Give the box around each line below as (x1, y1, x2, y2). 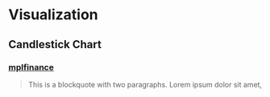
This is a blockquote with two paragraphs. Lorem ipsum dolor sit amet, (27, 79, 263, 89)
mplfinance (8, 62, 54, 73)
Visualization (8, 6, 98, 24)
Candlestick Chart (8, 38, 102, 51)
